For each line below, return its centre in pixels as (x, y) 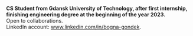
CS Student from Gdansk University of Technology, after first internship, (97, 8)
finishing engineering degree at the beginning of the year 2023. (86, 15)
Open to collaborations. (35, 21)
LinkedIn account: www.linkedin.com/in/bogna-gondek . (74, 27)
